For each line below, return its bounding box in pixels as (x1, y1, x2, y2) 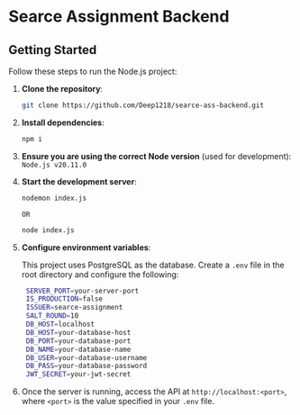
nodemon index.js (21, 194, 87, 203)
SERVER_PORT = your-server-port (25, 286, 140, 295)
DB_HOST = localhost (25, 320, 95, 329)
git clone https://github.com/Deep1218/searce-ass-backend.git (21, 101, 265, 110)
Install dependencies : (21, 117, 105, 128)
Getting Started (8, 42, 97, 58)
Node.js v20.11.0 (21, 160, 87, 169)
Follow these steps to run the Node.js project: (8, 66, 177, 77)
